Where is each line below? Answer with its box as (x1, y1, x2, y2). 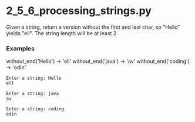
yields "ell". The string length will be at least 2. (6, 29, 119, 36)
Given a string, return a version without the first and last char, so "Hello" (6, 23, 180, 30)
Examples (6, 44, 35, 52)
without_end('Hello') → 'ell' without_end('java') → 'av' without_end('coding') (6, 57, 190, 65)
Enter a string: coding (6, 106, 65, 112)
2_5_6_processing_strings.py (6, 4, 152, 18)
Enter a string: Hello (6, 75, 62, 82)
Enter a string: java (6, 91, 59, 97)
